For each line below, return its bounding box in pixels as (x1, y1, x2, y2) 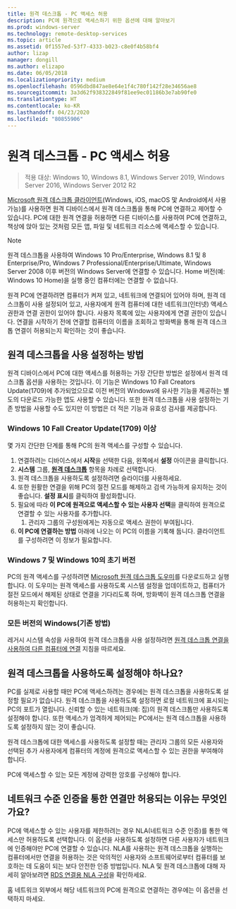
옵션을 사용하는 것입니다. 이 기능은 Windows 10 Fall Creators (25, 377, 196, 386)
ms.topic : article (7, 37, 61, 44)
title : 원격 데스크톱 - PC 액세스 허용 (7, 10, 108, 18)
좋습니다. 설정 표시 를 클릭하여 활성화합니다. (17, 491, 136, 500)
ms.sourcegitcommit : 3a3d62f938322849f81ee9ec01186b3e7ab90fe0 (7, 89, 197, 96)
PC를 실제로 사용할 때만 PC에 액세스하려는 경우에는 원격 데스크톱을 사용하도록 (7, 687, 222, 696)
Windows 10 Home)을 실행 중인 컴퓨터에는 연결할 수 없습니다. (7, 276, 178, 284)
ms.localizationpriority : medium (7, 76, 106, 83)
